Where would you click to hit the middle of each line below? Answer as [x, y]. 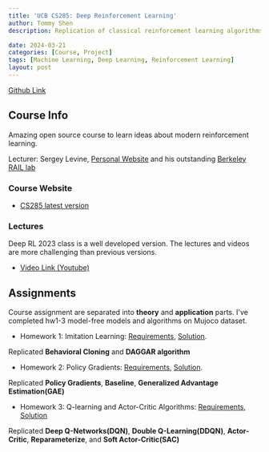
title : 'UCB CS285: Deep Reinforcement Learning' [93, 16]
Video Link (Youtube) [54, 268]
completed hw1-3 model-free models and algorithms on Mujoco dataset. [128, 321]
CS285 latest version [54, 205]
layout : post [30, 68]
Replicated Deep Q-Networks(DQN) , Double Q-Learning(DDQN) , [117, 431]
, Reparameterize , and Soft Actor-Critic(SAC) [103, 440]
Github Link [27, 90]
